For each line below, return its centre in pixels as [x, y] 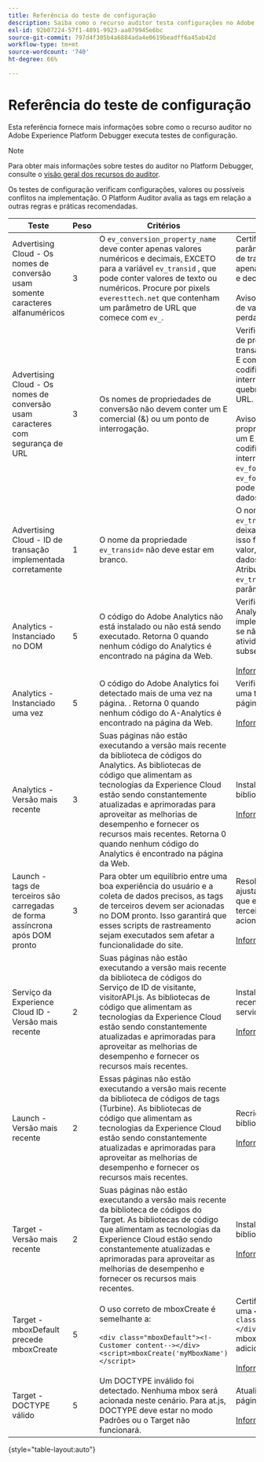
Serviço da [32, 992]
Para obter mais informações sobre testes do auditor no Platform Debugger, [131, 165]
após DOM [32, 935]
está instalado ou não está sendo [160, 626]
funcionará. [120, 1430]
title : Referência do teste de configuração [82, 15]
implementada [38, 559]
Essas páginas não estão [145, 1079]
